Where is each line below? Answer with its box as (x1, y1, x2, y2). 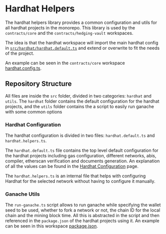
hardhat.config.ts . (5, 65, 42, 71)
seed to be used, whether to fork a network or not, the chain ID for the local (5, 207, 161, 213)
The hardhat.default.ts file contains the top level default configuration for (5, 147, 159, 153)
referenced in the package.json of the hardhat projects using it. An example (5, 218, 160, 224)
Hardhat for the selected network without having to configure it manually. (5, 178, 156, 184)
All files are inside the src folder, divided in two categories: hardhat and (5, 93, 152, 99)
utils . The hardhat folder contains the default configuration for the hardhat (5, 98, 160, 104)
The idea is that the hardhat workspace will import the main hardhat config (5, 39, 159, 45)
